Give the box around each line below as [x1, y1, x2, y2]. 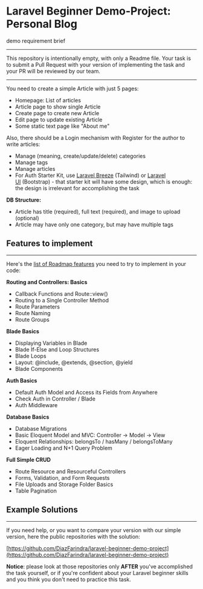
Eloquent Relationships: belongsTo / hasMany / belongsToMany [14, 438, 173, 445]
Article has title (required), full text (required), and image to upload [14, 208, 181, 215]
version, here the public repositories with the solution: [6, 533, 140, 540]
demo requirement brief [6, 37, 65, 44]
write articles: [6, 141, 40, 148]
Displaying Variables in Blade [14, 339, 88, 347]
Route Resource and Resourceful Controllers [14, 468, 126, 475]
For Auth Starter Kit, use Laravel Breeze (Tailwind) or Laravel [14, 171, 166, 179]
